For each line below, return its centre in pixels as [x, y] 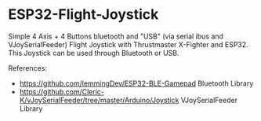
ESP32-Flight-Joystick [83, 15]
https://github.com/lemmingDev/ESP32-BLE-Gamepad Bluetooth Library [136, 83]
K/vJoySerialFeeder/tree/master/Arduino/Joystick [99, 100]
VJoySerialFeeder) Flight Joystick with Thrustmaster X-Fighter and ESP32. [128, 44]
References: [27, 68]
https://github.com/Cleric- [62, 91]
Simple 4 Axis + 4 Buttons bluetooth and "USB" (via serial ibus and [116, 36]
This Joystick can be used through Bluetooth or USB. [94, 53]
